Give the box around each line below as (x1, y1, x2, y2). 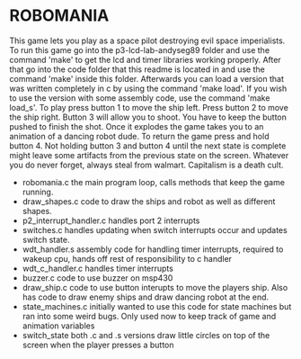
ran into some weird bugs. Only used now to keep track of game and (22, 310, 277, 321)
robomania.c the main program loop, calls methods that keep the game (22, 176, 286, 187)
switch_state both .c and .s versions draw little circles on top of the (22, 329, 270, 340)
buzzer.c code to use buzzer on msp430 (22, 272, 173, 283)
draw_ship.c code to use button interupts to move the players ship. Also (22, 282, 288, 292)
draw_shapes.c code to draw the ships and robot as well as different (22, 195, 276, 207)
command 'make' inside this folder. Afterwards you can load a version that (9, 73, 285, 84)
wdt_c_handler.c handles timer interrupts (22, 263, 173, 274)
